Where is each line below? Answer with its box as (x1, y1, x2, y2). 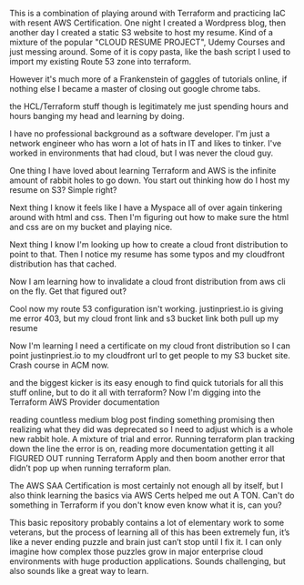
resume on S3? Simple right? (9, 185, 117, 195)
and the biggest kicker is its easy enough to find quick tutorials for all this (9, 378, 284, 388)
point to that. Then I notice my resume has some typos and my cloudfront (9, 249, 285, 259)
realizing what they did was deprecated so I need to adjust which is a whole (9, 424, 294, 435)
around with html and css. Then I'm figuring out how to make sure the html (9, 212, 289, 222)
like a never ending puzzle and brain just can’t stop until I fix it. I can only (9, 537, 282, 547)
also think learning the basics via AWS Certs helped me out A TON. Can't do (9, 490, 295, 500)
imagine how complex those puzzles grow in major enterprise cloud (9, 546, 264, 557)
